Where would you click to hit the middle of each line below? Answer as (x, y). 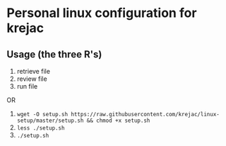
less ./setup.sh (41, 128)
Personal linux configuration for (102, 13)
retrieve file (34, 71)
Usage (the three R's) (54, 54)
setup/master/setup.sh (50, 120)
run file (27, 86)
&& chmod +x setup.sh (118, 120)
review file (32, 79)
